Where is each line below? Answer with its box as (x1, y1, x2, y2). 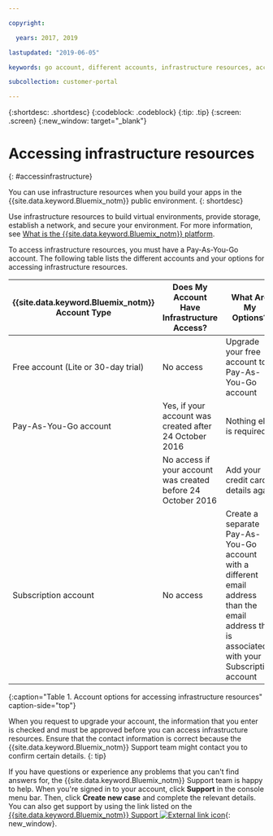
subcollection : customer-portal (8, 78, 118, 86)
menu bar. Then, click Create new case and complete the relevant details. (8, 793, 256, 803)
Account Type (55, 307, 112, 319)
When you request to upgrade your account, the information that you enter (8, 716, 258, 726)
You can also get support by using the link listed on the (8, 802, 193, 812)
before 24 (162, 485, 201, 496)
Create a (225, 508, 258, 520)
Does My (172, 282, 208, 293)
